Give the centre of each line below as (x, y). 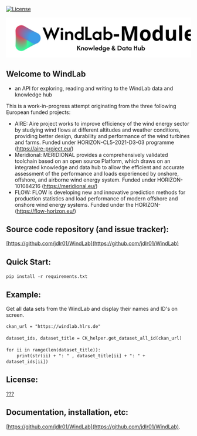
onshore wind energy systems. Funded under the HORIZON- (88, 204)
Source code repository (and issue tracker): (87, 229)
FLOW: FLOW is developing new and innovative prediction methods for (100, 192)
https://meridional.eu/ (70, 186)
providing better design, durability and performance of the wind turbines (102, 136)
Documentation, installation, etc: (67, 412)
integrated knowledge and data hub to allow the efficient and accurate (99, 167)
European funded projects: (38, 112)
